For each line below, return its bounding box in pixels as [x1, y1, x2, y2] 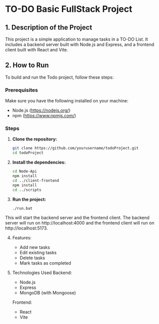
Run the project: [12, 196, 46, 202]
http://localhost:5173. [5, 225, 48, 231]
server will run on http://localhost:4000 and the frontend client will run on [5, 220, 155, 226]
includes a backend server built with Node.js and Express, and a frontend [5, 42, 155, 47]
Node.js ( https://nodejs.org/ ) [12, 107, 71, 113]
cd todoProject [12, 150, 44, 155]
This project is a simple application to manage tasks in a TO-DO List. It [5, 36, 148, 42]
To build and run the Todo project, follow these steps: [5, 74, 114, 80]
